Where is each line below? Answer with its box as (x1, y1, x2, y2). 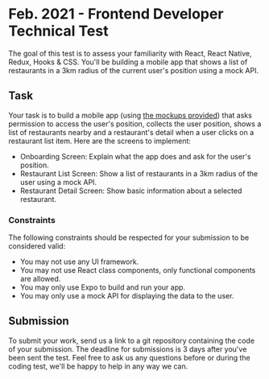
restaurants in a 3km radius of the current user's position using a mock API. (8, 65, 259, 75)
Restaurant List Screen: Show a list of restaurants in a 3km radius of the (19, 168, 259, 178)
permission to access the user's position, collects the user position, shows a (8, 118, 262, 129)
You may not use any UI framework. (19, 257, 139, 266)
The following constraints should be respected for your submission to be (8, 233, 250, 242)
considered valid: (8, 241, 66, 251)
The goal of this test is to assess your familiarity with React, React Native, (8, 48, 252, 58)
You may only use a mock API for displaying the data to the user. (19, 291, 234, 301)
